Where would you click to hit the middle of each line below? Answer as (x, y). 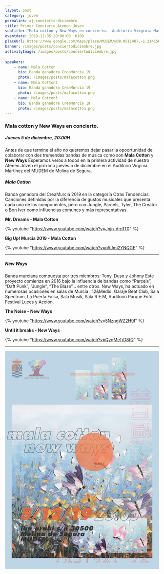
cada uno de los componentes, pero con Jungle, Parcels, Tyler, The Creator (81, 205)
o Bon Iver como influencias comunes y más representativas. (66, 210)
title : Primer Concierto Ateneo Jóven (44, 26)
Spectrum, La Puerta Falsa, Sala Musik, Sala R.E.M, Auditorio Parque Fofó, (80, 297)
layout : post (18, 10)
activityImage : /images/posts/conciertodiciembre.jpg (61, 51)
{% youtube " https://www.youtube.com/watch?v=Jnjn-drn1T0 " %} (72, 229)
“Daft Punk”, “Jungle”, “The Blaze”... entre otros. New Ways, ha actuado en (80, 287)
